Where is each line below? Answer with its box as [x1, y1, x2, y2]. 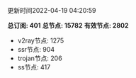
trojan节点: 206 [17, 54, 62, 62]
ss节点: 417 [17, 63, 51, 71]
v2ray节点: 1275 [17, 36, 64, 45]
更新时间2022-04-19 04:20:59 [7, 6, 96, 14]
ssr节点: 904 [17, 45, 55, 53]
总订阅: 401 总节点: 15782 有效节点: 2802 [7, 21, 129, 30]
